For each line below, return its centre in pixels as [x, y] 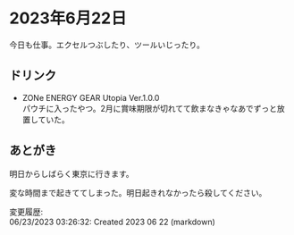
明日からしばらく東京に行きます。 [71, 173]
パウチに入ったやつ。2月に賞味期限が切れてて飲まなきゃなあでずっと [150, 108]
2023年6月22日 [68, 18]
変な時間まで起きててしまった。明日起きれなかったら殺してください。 [138, 192]
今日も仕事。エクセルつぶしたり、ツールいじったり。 [107, 45]
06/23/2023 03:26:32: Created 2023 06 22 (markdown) [113, 222]
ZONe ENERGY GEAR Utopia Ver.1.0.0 [91, 97]
